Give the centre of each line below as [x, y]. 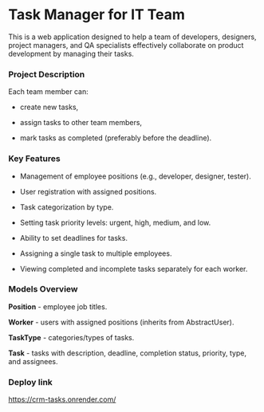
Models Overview [43, 289]
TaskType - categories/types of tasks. [71, 337]
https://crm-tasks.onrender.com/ [62, 399]
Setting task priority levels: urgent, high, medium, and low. [115, 222]
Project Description [47, 74]
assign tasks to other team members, [81, 123]
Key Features [35, 159]
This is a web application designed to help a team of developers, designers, [132, 37]
